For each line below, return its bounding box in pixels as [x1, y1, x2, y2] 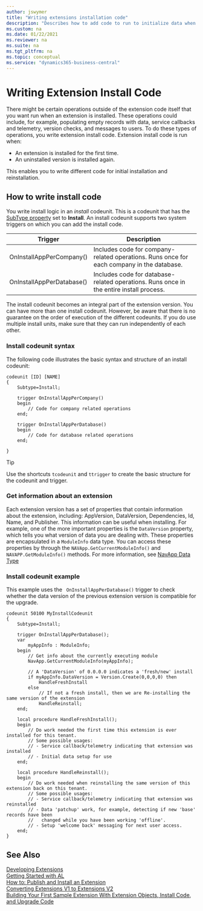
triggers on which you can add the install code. [6, 220, 124, 228]
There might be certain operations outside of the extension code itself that [6, 105, 192, 113]
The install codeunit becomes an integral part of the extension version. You [6, 301, 193, 308]
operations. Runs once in [114, 278, 185, 287]
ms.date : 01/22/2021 [6, 31, 59, 38]
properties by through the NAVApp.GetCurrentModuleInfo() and [6, 544, 161, 551]
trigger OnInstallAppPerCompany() [17, 395, 104, 401]
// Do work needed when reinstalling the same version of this [28, 780, 190, 786]
